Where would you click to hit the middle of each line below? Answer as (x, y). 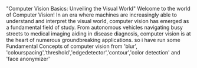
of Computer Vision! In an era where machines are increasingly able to (91, 15)
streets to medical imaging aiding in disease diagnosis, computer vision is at (98, 34)
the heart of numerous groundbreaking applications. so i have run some (93, 40)
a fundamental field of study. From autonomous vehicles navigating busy (94, 27)
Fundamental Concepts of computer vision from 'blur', (72, 46)
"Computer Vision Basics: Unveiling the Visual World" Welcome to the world (98, 9)
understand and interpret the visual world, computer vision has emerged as (98, 21)
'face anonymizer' (28, 59)
